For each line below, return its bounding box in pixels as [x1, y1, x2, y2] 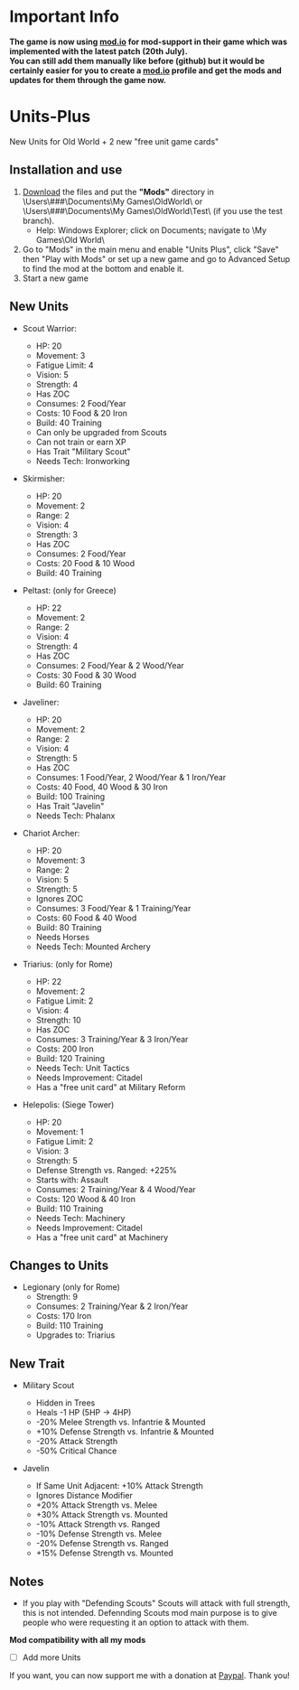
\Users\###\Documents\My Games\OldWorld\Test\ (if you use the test [22, 205, 283, 216]
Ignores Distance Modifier [35, 1490, 133, 1501]
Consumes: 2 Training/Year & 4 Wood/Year [35, 1183, 196, 1194]
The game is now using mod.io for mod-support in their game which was [9, 36, 287, 47]
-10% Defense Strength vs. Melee [35, 1528, 163, 1539]
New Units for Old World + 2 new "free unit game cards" [9, 135, 220, 146]
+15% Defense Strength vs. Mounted [35, 1547, 173, 1559]
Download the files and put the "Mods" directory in [22, 186, 215, 197]
